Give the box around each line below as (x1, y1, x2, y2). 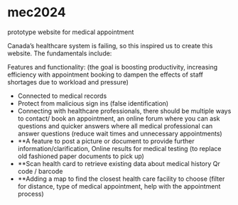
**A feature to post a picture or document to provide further (17, 136, 195, 145)
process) (17, 189, 44, 198)
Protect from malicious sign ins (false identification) (17, 99, 169, 107)
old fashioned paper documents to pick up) (17, 152, 144, 160)
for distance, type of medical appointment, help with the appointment (17, 182, 221, 190)
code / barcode (17, 167, 63, 175)
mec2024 (7, 4, 66, 21)
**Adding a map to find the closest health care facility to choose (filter (17, 174, 225, 183)
